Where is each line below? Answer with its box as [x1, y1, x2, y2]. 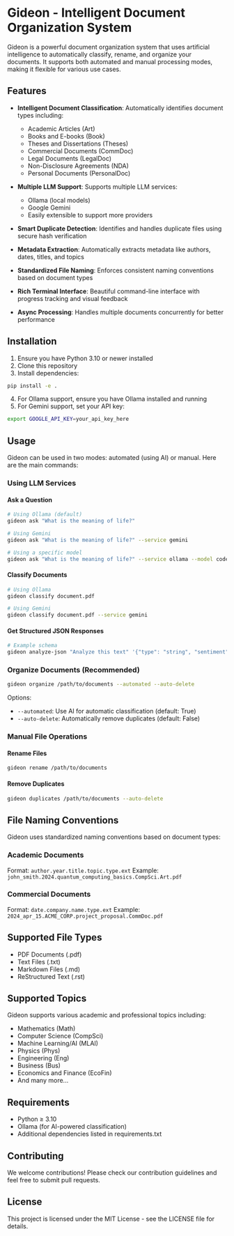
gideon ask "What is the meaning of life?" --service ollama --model [7, 555, 214, 562]
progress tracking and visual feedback [17, 294, 128, 302]
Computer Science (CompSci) [17, 1032, 104, 1040]
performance [17, 315, 56, 323]
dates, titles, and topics [17, 252, 85, 261]
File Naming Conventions [7, 814, 119, 826]
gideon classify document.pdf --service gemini [7, 612, 148, 619]
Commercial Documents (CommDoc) [27, 146, 134, 155]
